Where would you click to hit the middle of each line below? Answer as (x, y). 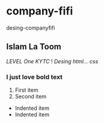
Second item (31, 96)
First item (26, 90)
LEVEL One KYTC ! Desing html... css (52, 61)
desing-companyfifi (31, 28)
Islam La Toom (34, 47)
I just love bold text (35, 77)
